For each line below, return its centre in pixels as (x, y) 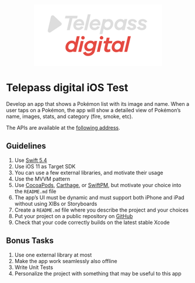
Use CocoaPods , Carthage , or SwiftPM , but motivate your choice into (98, 185)
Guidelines (26, 146)
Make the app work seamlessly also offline (66, 261)
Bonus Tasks (30, 241)
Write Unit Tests (34, 267)
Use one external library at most (53, 255)
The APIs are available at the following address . (63, 127)
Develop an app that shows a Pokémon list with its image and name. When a (98, 103)
